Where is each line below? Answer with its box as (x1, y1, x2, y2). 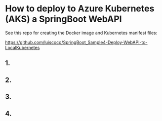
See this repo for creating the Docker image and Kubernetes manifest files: (5, 30, 158, 36)
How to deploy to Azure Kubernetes (5, 3, 155, 14)
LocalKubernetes (5, 44, 40, 50)
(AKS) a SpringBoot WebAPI (5, 13, 122, 25)
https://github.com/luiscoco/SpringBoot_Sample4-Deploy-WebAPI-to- (5, 39, 148, 45)
